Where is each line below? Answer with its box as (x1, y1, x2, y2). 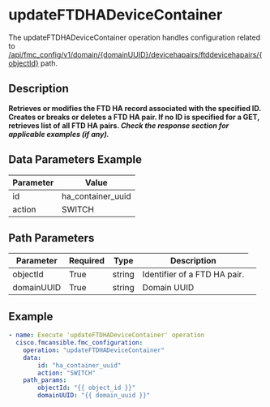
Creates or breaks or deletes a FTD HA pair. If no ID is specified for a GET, (8, 112, 259, 122)
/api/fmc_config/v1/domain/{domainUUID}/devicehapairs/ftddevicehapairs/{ (8, 49, 263, 59)
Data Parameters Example (8, 152, 142, 167)
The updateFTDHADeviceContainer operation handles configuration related (8, 32, 261, 42)
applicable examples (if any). (8, 129, 109, 139)
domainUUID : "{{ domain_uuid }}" (37, 392, 151, 400)
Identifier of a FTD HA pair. (142, 269, 245, 281)
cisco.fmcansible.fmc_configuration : (15, 339, 144, 347)
